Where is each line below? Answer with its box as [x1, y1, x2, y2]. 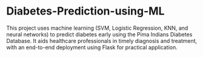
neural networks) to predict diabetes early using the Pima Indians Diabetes [6, 30, 193, 38]
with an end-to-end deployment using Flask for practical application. [6, 44, 178, 51]
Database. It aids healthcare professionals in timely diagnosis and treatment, [6, 37, 198, 44]
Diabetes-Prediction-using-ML [6, 4, 165, 18]
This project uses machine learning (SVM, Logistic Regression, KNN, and [6, 24, 188, 32]
